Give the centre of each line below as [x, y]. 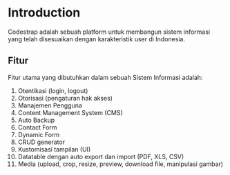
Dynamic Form [39, 134]
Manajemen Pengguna [50, 105]
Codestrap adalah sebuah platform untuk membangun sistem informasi [109, 32]
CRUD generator [41, 142]
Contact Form [37, 127]
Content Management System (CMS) [70, 112]
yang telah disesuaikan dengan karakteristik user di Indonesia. [97, 39]
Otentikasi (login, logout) [53, 90]
